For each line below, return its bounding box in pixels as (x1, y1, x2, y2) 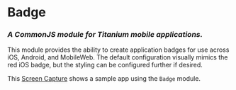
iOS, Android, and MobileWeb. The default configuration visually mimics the (7, 53, 228, 62)
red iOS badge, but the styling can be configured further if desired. (7, 61, 203, 69)
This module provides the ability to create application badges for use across (7, 45, 230, 54)
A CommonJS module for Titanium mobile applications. (7, 30, 203, 40)
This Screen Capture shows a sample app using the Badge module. (7, 74, 201, 83)
